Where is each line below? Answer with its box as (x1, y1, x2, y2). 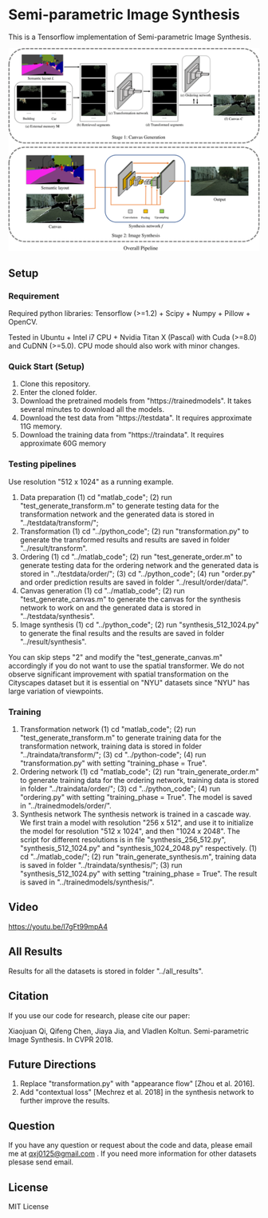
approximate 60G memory (19, 438, 106, 449)
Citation (8, 989, 49, 1003)
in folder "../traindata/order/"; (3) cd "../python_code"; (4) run (19, 784, 221, 793)
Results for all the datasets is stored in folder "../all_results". (8, 966, 203, 976)
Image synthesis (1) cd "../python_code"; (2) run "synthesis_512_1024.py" (19, 620, 259, 629)
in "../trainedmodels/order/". (19, 801, 112, 811)
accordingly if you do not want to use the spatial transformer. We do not (8, 661, 245, 670)
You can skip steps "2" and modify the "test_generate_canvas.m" (8, 652, 223, 661)
